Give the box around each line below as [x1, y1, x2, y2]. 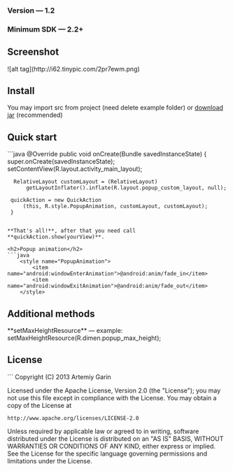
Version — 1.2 [7, 6, 55, 15]
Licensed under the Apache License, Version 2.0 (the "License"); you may [7, 386, 221, 395]
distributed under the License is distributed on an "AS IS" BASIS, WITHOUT [7, 434, 224, 443]
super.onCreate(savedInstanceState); [7, 157, 115, 166]
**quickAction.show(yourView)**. [7, 233, 105, 240]
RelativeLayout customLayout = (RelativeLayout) [13, 178, 158, 186]
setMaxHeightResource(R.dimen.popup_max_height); [7, 334, 162, 342]
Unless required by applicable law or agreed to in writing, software [7, 427, 199, 435]
